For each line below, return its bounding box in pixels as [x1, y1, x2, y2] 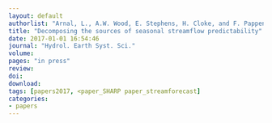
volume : [8, 49, 35, 57]
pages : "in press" [8, 57, 70, 66]
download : [8, 79, 42, 87]
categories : [8, 95, 49, 103]
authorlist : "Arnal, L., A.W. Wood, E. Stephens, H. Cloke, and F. [8, 19, 241, 28]
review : [8, 65, 35, 73]
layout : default [8, 11, 63, 20]
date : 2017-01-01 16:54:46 [8, 34, 100, 43]
